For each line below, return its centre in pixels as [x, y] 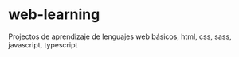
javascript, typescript [43, 44]
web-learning [54, 15]
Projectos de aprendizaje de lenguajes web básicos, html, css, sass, [120, 36]
